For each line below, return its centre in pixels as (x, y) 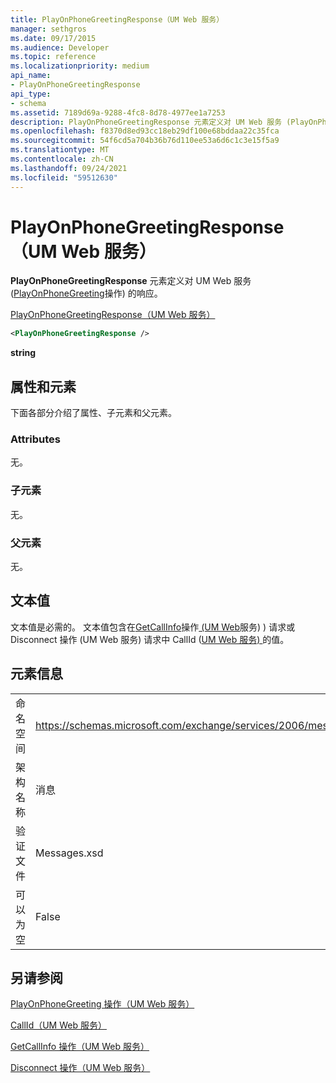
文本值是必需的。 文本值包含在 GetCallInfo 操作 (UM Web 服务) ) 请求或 (153, 627)
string (23, 353)
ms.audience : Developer (60, 47)
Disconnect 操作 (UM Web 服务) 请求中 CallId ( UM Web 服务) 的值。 (150, 639)
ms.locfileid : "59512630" (64, 177)
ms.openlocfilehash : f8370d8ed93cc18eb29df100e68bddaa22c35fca (145, 131)
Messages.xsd (69, 853)
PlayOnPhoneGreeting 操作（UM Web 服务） (102, 1004)
